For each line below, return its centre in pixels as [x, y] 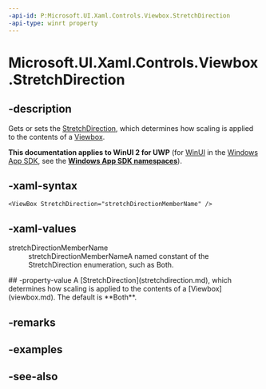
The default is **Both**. [97, 297]
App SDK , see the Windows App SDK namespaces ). [95, 161]
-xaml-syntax [43, 186]
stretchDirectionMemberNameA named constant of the [119, 256]
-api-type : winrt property [53, 23]
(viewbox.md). [32, 297]
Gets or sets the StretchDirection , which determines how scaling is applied [131, 128]
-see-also [33, 377]
